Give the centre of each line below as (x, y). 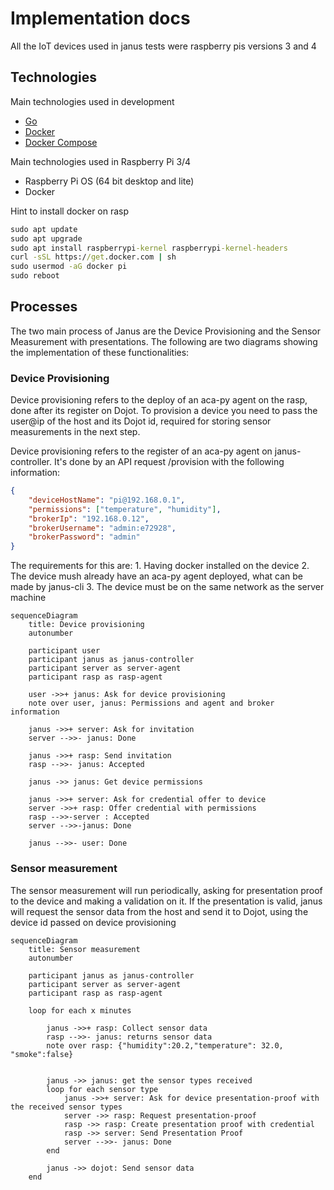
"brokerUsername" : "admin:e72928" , (102, 528)
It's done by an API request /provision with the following (169, 462)
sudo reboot (35, 276)
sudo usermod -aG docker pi (69, 267)
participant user (64, 651)
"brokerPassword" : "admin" (84, 537)
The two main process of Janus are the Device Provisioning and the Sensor (165, 331)
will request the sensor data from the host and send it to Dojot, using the (159, 911)
